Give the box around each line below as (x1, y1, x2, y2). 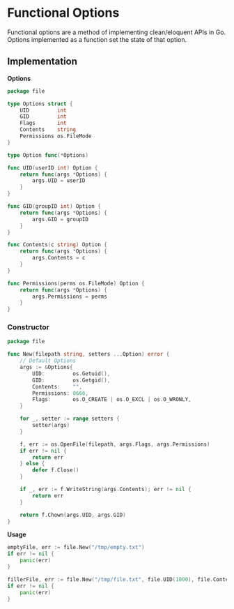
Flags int (19, 120, 68, 127)
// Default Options (19, 357, 77, 364)
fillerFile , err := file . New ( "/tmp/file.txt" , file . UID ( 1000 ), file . (7, 576, 214, 583)
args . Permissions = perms (32, 293, 108, 300)
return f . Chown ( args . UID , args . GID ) (19, 511, 127, 518)
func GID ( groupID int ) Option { (7, 203, 101, 210)
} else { (19, 460, 45, 467)
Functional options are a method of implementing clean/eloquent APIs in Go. (7, 28, 226, 36)
